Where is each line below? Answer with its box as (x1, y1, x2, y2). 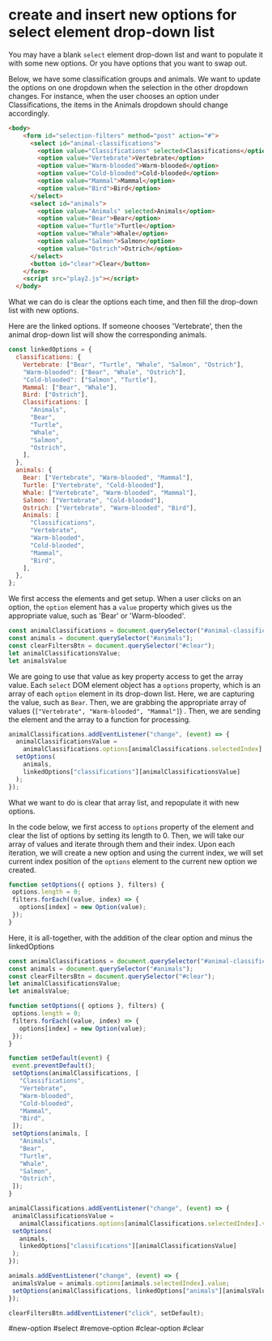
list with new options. (8, 305, 79, 315)
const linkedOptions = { (8, 346, 92, 354)
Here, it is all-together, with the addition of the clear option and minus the (8, 933, 253, 942)
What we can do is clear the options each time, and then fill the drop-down (8, 297, 258, 307)
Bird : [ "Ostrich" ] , (23, 391, 89, 399)
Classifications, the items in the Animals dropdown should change (8, 100, 228, 109)
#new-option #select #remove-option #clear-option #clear (8, 1323, 204, 1334)
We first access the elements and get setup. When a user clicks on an (8, 594, 241, 604)
